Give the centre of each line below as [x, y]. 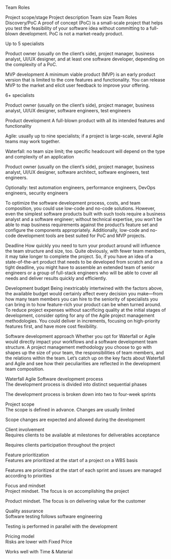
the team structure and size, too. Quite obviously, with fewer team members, [86, 251]
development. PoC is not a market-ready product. [71, 34]
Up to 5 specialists [25, 44]
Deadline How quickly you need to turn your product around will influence [83, 245]
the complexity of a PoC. [31, 64]
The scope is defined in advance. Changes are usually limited [70, 410]
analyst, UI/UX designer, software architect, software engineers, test [77, 172]
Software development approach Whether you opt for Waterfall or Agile [80, 336]
